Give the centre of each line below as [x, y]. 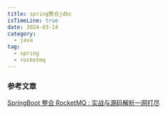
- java [23, 40]
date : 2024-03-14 [33, 27]
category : [22, 34]
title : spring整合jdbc [40, 14]
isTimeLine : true [33, 21]
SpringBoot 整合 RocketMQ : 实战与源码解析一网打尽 [84, 103]
